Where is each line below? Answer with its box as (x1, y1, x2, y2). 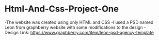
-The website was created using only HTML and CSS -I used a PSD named (4, 19, 154, 25)
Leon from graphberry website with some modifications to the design (4, 24, 143, 30)
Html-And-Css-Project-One (4, 3, 119, 14)
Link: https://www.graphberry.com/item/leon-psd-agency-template (19, 29, 154, 35)
